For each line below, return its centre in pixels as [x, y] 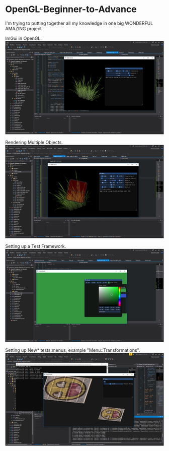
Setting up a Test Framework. [36, 246]
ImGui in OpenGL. [23, 38]
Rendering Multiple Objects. [34, 142]
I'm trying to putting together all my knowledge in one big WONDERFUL [79, 23]
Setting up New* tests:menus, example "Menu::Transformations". [73, 350]
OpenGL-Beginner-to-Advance [71, 9]
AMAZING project [23, 28]
